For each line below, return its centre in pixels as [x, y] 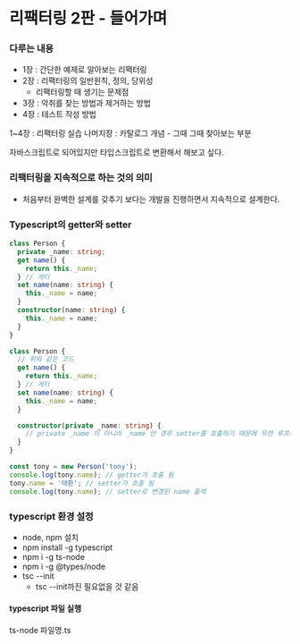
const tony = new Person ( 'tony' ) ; [74, 467]
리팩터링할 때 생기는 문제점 [82, 92]
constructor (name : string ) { [71, 310]
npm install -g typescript [67, 547]
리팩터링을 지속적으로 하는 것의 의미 [81, 178]
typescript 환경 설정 [51, 516]
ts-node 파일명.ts [40, 631]
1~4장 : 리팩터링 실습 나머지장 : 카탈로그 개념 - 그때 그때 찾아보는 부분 [130, 133]
